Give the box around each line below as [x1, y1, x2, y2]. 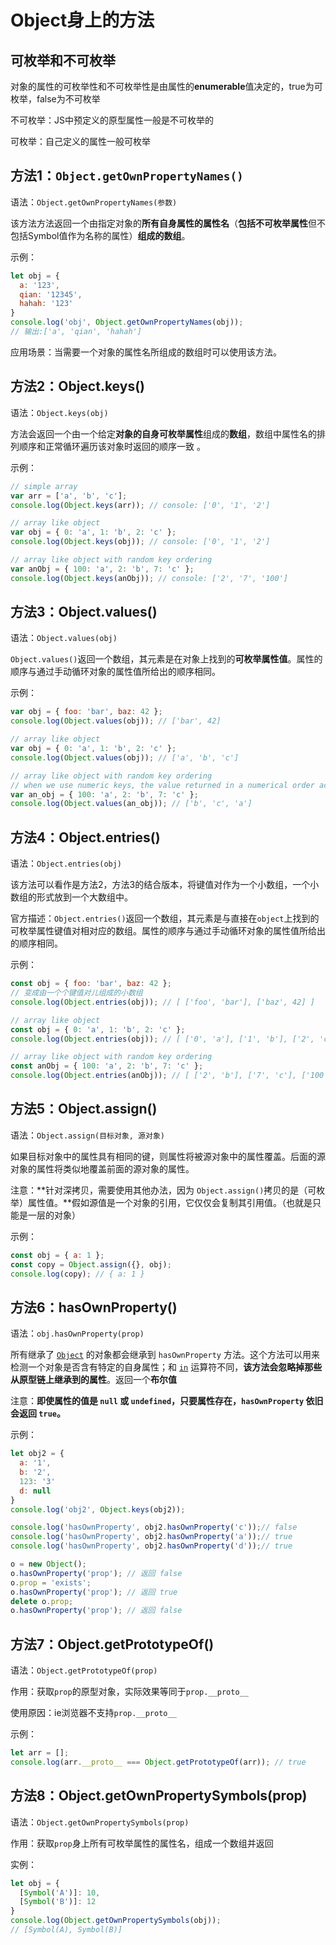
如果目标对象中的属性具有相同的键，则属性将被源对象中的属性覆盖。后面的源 [10, 1150, 326, 1162]
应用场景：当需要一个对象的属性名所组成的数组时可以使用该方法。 [10, 346, 282, 358]
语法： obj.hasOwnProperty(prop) [10, 1327, 145, 1340]
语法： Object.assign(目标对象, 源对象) [10, 1129, 165, 1141]
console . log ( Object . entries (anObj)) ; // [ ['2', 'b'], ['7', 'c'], [10, 1071, 298, 1081]
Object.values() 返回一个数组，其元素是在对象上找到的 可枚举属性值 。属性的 [10, 653, 323, 665]
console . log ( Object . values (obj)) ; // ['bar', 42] [10, 716, 222, 726]
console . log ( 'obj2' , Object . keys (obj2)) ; [10, 1504, 186, 1515]
